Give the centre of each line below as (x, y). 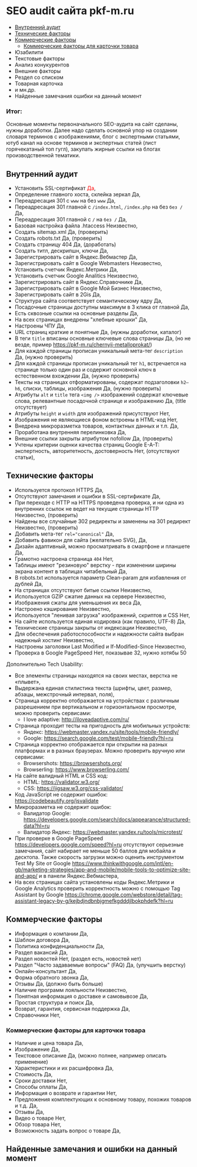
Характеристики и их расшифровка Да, (64, 1068)
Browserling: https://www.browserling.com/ (76, 769)
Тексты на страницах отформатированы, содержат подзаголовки (97, 382)
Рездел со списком (39, 77)
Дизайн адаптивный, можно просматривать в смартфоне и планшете (102, 546)
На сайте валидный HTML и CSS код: (61, 775)
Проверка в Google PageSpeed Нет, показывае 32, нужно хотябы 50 (101, 653)
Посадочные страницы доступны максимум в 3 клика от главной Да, (102, 307)
